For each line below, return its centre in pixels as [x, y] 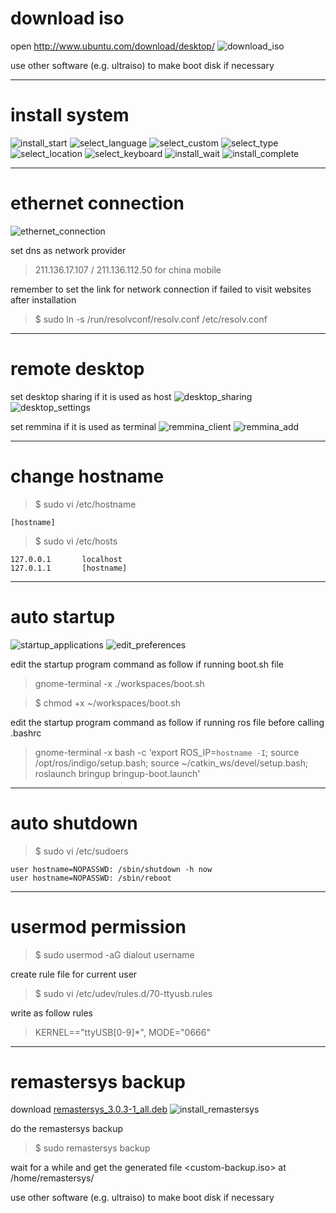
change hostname [87, 476]
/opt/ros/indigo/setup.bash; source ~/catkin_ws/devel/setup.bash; [171, 763]
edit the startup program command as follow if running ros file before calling [167, 722]
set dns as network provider [68, 250]
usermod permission [98, 926]
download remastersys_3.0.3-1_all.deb [89, 1109]
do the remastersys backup [67, 1129]
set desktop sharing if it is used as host [91, 396]
